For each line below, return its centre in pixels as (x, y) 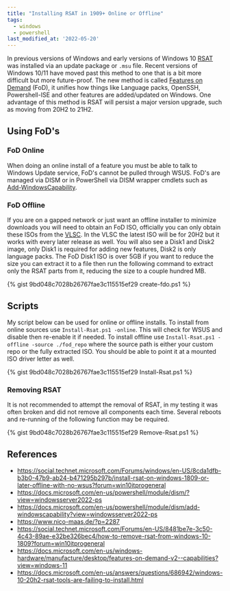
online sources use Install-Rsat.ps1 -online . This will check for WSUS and (115, 329)
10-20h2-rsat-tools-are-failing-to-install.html (80, 580)
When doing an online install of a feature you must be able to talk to (102, 165)
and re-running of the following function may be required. (88, 420)
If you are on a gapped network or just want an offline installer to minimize (112, 220)
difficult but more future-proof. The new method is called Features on (105, 80)
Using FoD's (34, 131)
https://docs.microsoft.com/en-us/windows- (80, 551)
